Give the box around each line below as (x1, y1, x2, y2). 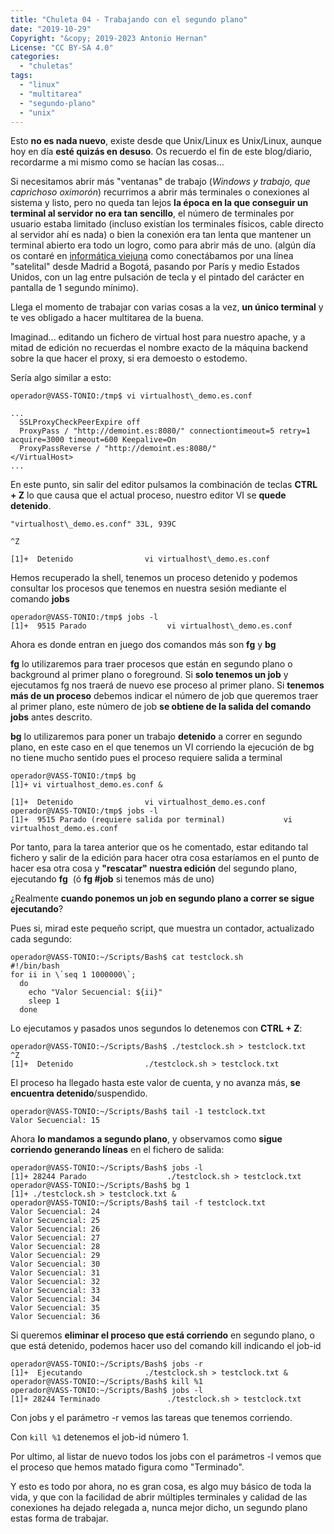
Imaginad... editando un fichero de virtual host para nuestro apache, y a (10, 331, 306, 343)
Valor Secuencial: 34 (10, 1294, 101, 1305)
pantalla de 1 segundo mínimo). (10, 282, 139, 294)
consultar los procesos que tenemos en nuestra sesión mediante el (10, 582, 287, 595)
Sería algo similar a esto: (10, 372, 112, 384)
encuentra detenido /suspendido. (10, 1087, 148, 1100)
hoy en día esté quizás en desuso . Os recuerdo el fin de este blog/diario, (10, 146, 312, 158)
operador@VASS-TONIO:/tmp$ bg (10, 771, 137, 781)
